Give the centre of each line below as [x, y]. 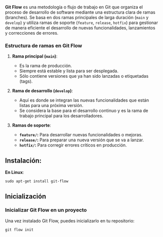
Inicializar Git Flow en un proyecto [46, 210]
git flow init [19, 230]
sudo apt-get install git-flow [37, 181]
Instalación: [23, 161]
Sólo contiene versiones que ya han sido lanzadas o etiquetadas [84, 76]
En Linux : [15, 172]
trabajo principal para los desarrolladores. [61, 116]
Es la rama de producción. [45, 66]
